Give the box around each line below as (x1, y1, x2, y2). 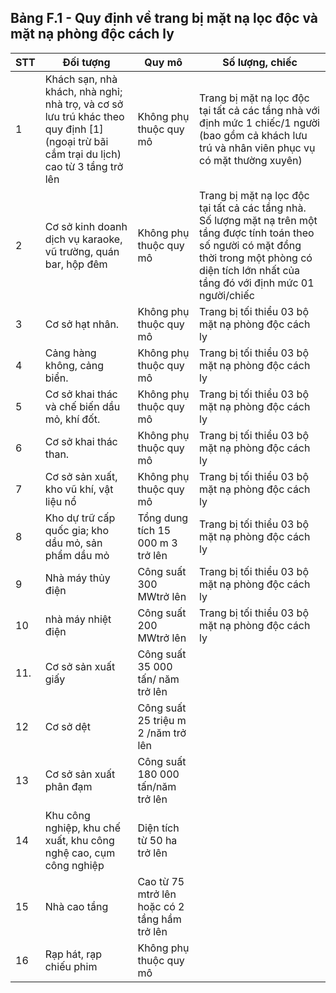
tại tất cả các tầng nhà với (199, 103, 320, 117)
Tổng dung (137, 511, 189, 525)
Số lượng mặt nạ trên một (199, 213, 318, 227)
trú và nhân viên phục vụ (199, 141, 316, 155)
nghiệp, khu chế (44, 821, 121, 835)
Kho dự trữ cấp (44, 511, 116, 525)
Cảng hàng (44, 346, 97, 360)
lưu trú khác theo (44, 109, 125, 123)
